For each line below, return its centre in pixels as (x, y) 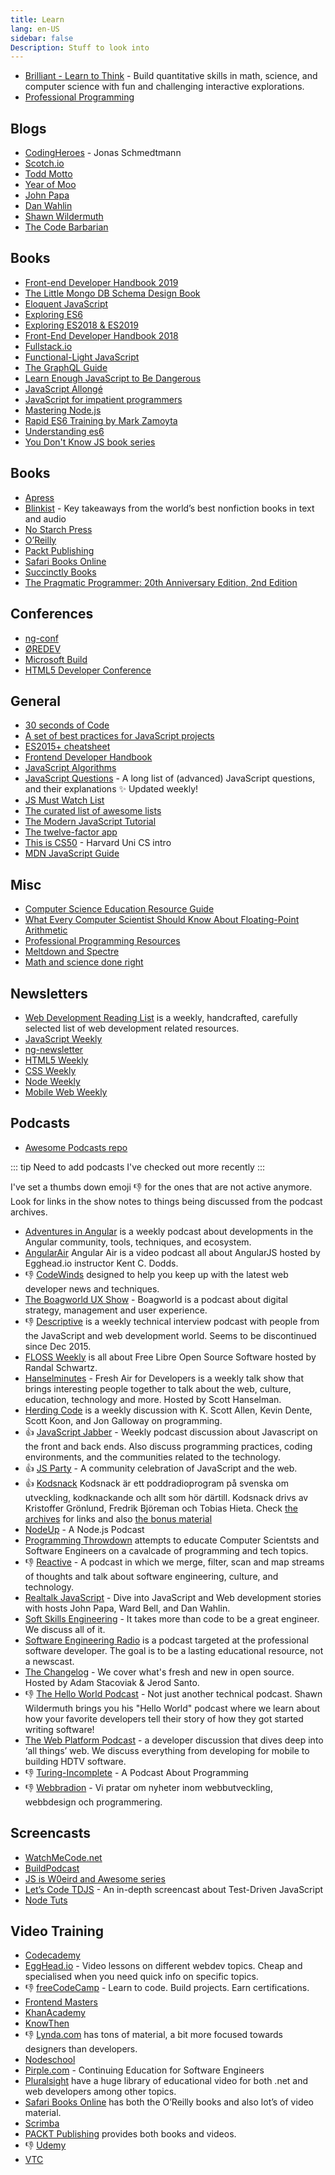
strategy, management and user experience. (116, 1310)
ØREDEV (43, 648)
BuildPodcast (52, 1868)
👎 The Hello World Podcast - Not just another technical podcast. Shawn (173, 1693)
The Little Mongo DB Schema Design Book (112, 293)
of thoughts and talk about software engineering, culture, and (151, 1576)
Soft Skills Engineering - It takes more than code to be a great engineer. (172, 1618)
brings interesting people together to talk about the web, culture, (158, 1388)
